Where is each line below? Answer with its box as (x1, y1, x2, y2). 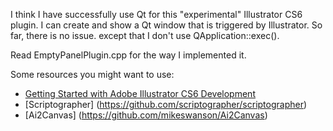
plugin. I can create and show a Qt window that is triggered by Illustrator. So (10, 19, 323, 31)
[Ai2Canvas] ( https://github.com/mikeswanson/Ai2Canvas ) (24, 109, 268, 121)
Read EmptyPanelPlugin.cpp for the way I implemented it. (10, 49, 247, 61)
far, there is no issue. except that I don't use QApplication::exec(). (10, 30, 280, 41)
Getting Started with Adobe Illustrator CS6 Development (24, 88, 256, 99)
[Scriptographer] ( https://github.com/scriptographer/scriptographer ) (24, 99, 308, 110)
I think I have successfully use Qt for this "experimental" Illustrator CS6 (10, 9, 303, 20)
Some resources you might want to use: (10, 69, 175, 80)
